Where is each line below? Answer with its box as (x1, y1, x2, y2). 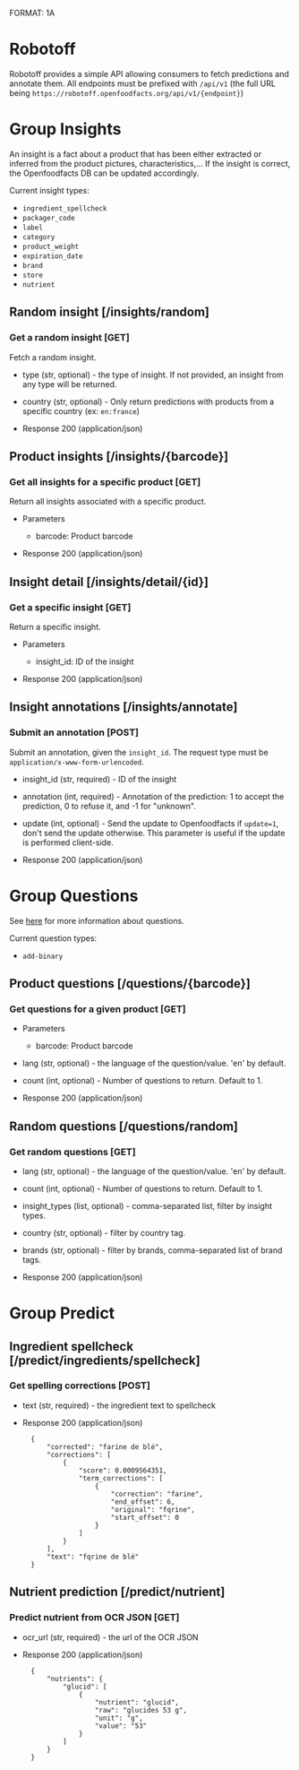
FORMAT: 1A (9, 8, 56, 18)
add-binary (21, 952, 64, 961)
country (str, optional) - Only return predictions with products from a (21, 396, 275, 407)
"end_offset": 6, (110, 1497, 175, 1507)
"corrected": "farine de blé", (46, 1442, 164, 1451)
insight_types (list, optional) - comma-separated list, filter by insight (21, 1200, 273, 1211)
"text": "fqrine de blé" (46, 1552, 140, 1561)
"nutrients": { (46, 1674, 103, 1683)
